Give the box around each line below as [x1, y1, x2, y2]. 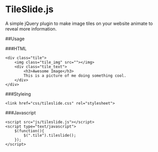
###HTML [5, 45, 27, 51]
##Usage [5, 36, 25, 42]
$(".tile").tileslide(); [23, 133, 76, 138]
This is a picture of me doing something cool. [23, 73, 126, 78]
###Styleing [5, 90, 32, 97]
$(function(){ [14, 128, 44, 133]
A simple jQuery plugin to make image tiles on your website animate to [5, 20, 153, 26]
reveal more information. [5, 25, 57, 32]
